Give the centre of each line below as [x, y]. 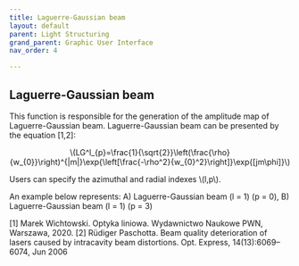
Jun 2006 [50, 252]
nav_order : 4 [33, 51]
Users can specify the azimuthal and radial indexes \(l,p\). [115, 179]
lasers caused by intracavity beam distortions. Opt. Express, [120, 242]
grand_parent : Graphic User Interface [81, 42]
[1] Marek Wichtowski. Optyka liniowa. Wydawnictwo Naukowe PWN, [136, 223]
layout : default [39, 26]
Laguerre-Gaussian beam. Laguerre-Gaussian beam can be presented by [144, 125]
